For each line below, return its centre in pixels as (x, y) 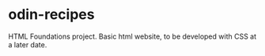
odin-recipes (51, 15)
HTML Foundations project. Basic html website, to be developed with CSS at (132, 36)
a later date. (28, 44)
